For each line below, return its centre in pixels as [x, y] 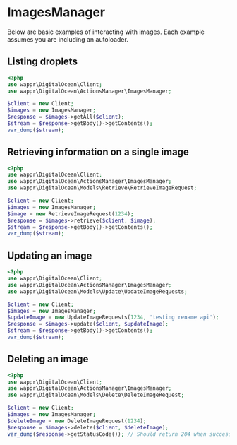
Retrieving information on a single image [98, 152]
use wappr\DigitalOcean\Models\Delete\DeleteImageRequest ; [96, 395]
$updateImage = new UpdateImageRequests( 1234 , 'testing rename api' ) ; [113, 318]
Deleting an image [48, 359]
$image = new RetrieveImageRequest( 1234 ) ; [71, 214]
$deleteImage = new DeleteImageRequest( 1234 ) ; [77, 421]
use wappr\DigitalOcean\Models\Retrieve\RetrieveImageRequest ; [102, 188]
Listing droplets [42, 62]
